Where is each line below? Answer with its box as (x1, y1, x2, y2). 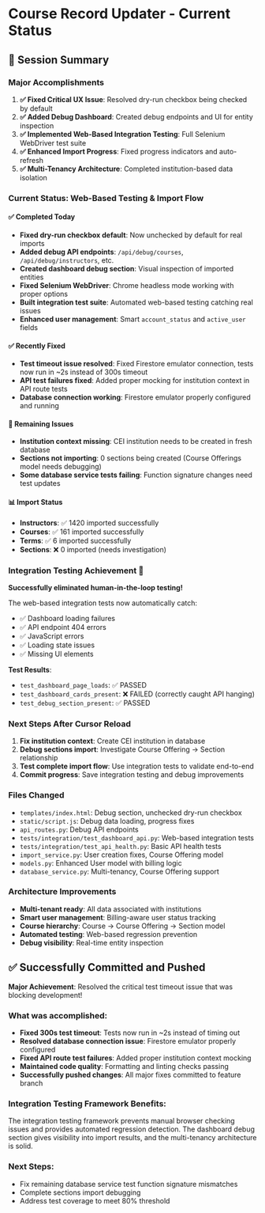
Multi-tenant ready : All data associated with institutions (19, 904, 202, 914)
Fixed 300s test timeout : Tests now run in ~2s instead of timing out (19, 1028, 241, 1037)
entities (19, 272, 44, 282)
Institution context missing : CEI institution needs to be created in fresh (19, 437, 252, 446)
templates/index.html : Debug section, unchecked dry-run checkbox (19, 808, 242, 817)
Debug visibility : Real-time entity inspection (19, 938, 164, 947)
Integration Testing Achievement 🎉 (8, 565, 144, 576)
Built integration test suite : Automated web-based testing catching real (19, 298, 254, 307)
